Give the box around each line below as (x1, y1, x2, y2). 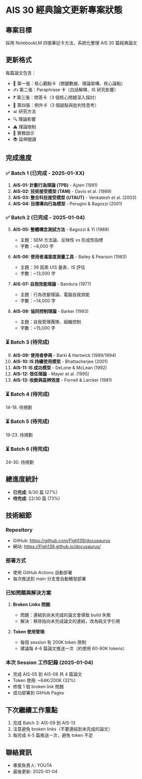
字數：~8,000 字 (20, 243, 54, 249)
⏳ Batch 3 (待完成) (5, 338, 50, 345)
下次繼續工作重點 (5, 706, 58, 714)
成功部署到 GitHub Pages (12, 690, 64, 696)
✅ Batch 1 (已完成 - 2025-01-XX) (5, 170, 85, 177)
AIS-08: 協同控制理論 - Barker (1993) (12, 308, 89, 314)
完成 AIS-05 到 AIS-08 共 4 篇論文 (12, 671, 82, 677)
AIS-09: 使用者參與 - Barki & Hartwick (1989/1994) (12, 353, 117, 359)
